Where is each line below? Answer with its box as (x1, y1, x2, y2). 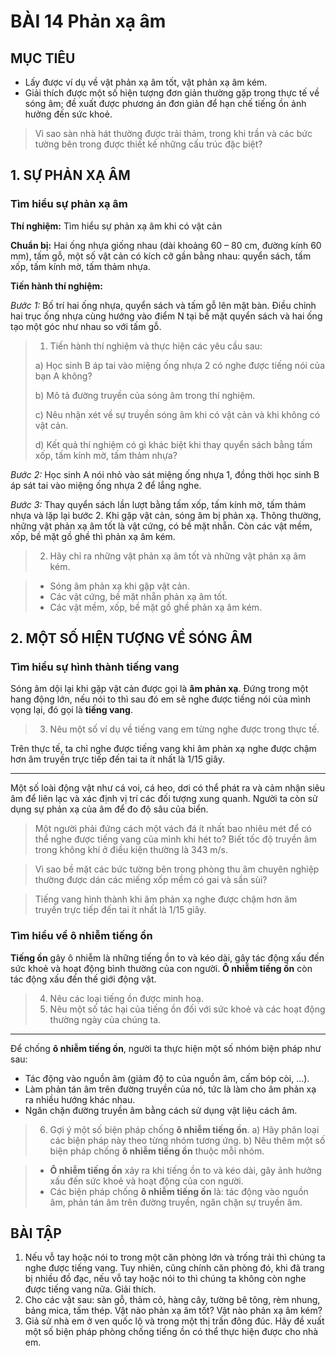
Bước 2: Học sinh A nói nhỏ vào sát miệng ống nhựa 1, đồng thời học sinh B (10, 468, 320, 480)
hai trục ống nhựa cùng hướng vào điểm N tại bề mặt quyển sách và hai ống (10, 310, 323, 322)
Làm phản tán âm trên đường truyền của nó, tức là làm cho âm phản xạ (24, 1083, 317, 1095)
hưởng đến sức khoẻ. (24, 108, 113, 120)
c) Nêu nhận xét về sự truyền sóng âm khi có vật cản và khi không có (34, 408, 321, 420)
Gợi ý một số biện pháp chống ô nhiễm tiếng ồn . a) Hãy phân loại (49, 1123, 320, 1135)
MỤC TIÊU (10, 50, 76, 67)
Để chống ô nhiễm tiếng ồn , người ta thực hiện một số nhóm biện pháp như (10, 1042, 322, 1054)
